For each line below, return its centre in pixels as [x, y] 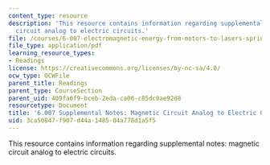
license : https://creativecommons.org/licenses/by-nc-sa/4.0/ [115, 68]
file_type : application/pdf [55, 46]
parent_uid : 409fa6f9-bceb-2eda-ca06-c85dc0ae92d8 [95, 98]
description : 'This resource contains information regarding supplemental [136, 23]
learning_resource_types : [51, 53]
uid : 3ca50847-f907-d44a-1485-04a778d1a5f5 [82, 121]
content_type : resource [48, 16]
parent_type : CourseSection [55, 91]
